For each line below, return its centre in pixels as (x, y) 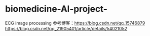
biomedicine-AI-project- (56, 9)
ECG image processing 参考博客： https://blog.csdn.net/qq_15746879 (75, 23)
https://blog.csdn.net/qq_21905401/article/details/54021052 (66, 28)
